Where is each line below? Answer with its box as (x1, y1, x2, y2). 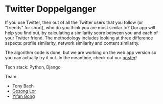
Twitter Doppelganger (5, 3, 96, 15)
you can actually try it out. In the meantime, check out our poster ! (5, 54, 137, 60)
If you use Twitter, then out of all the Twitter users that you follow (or (5, 19, 143, 25)
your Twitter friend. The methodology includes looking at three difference (5, 35, 153, 41)
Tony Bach (12, 83, 34, 88)
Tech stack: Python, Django (5, 64, 61, 70)
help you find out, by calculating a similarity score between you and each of (5, 30, 158, 35)
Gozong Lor (12, 88, 36, 94)
